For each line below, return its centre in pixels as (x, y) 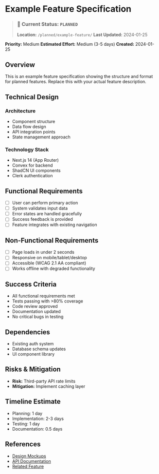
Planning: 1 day (27, 413)
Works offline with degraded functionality (54, 268)
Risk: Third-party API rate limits (44, 381)
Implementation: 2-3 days (38, 418)
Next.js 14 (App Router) (35, 160)
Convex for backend (32, 165)
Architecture (20, 111)
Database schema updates (39, 349)
